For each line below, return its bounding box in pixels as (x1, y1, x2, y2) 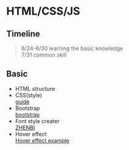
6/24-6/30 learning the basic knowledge (21, 45, 124, 52)
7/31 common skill (21, 51, 67, 59)
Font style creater (15, 117, 60, 124)
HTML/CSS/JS (6, 4, 80, 18)
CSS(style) (15, 91, 43, 99)
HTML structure (15, 85, 55, 92)
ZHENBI (15, 124, 35, 131)
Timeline (6, 29, 41, 39)
